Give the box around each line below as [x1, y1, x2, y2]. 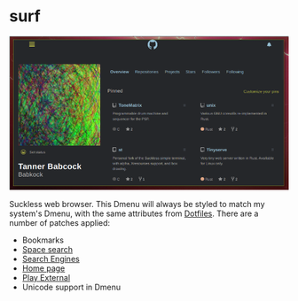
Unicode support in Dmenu [21, 282, 122, 292]
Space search [21, 243, 74, 254]
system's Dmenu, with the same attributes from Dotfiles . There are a [9, 208, 259, 219]
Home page [21, 263, 66, 274]
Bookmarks [21, 235, 65, 245]
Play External [21, 272, 71, 282]
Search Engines [21, 253, 80, 264]
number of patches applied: [9, 217, 111, 228]
